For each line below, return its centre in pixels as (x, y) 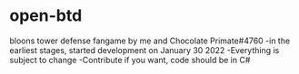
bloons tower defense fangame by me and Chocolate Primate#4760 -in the (150, 41)
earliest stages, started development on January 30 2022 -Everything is (145, 50)
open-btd (46, 16)
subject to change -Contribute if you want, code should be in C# (130, 60)
